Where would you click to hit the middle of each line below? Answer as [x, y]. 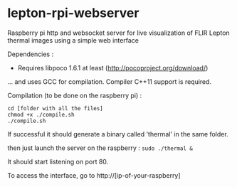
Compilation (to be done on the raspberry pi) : [75, 95]
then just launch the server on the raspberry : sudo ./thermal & [100, 148]
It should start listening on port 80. [58, 161]
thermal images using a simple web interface [73, 40]
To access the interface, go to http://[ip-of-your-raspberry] [94, 175]
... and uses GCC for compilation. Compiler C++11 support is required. [110, 81]
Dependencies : [31, 54]
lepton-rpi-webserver [73, 13]
